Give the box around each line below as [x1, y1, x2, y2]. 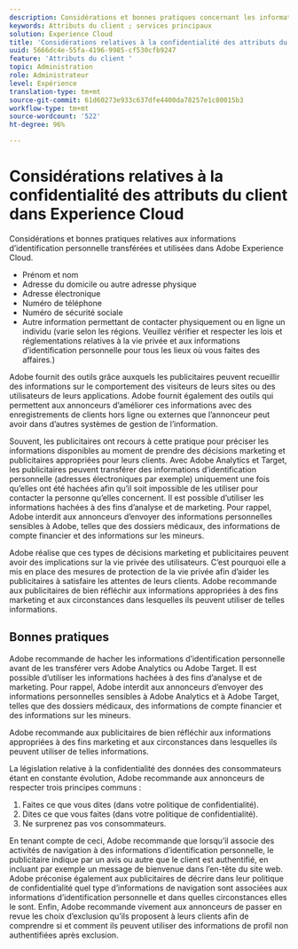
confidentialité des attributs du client [9, 186, 288, 205]
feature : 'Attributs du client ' [9, 54, 133, 63]
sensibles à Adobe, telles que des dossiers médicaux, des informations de [9, 520, 281, 531]
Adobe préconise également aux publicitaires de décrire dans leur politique [9, 873, 284, 883]
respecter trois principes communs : [9, 782, 142, 793]
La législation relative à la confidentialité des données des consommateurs [9, 763, 282, 773]
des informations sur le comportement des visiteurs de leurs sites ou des [9, 381, 276, 391]
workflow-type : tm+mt [9, 104, 90, 113]
